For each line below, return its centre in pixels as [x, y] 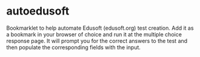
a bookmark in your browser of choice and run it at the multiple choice [94, 34]
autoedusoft [38, 11]
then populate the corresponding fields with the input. [74, 47]
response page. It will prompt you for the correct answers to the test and [97, 41]
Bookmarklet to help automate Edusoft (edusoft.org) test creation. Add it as [100, 28]
